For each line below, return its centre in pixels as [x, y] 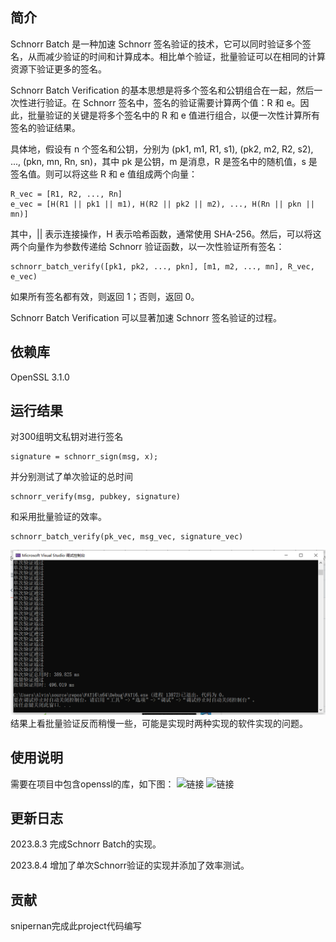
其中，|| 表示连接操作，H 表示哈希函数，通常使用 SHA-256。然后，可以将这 [166, 234]
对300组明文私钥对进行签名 [67, 437]
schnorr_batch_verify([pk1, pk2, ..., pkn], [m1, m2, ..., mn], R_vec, [162, 266]
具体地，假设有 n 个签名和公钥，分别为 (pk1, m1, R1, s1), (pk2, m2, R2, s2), [162, 149]
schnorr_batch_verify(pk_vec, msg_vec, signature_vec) [127, 537]
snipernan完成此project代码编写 [76, 926]
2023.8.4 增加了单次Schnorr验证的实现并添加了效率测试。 [130, 865]
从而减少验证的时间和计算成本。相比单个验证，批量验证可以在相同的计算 [176, 56]
